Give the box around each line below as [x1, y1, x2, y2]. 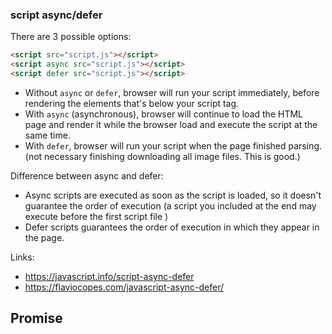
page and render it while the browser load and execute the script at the [24, 118, 318, 130]
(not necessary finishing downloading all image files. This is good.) [24, 150, 301, 162]
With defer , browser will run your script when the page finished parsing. [24, 139, 322, 152]
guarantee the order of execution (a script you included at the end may [24, 199, 317, 212]
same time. [24, 129, 71, 141]
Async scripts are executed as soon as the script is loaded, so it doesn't [24, 189, 322, 201]
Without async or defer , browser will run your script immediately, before [24, 86, 320, 98]
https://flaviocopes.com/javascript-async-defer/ [24, 281, 225, 293]
